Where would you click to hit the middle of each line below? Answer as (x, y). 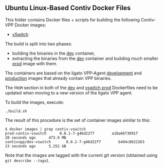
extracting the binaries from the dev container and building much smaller (85, 58)
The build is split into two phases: (38, 44)
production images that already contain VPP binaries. (58, 78)
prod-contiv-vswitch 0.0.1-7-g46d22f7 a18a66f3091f (72, 133)
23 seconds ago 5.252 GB (36, 146)
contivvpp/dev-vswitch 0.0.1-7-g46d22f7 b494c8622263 (75, 142)
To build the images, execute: (35, 102)
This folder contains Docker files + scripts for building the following (72, 19)
